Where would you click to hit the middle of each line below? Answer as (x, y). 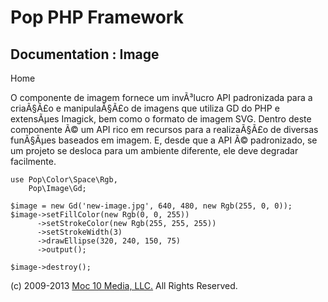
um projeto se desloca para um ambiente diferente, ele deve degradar (154, 150)
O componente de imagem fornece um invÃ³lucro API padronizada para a (161, 97)
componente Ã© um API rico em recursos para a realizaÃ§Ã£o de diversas (164, 129)
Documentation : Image (85, 54)
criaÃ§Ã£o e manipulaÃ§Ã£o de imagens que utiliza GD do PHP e (145, 108)
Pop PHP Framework (97, 17)
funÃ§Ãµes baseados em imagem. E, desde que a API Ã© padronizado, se (164, 140)
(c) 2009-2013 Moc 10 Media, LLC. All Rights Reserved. (124, 285)
